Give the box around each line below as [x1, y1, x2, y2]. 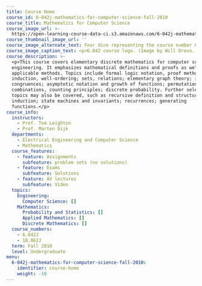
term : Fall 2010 [11, 243, 52, 249]
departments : [11, 131, 44, 138]
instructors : [11, 115, 44, 121]
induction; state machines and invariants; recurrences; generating [11, 98, 187, 104]
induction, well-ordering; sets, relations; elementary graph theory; [11, 76, 192, 82]
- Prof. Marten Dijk [17, 126, 69, 132]
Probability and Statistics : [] [22, 209, 103, 216]
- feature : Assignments [17, 153, 77, 159]
